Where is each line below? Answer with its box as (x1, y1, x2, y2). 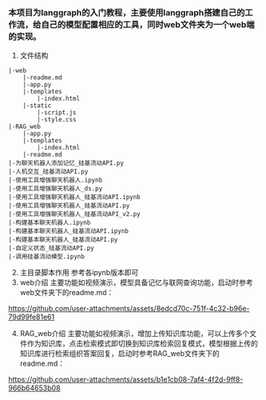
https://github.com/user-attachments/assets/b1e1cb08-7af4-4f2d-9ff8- (8, 374, 244, 385)
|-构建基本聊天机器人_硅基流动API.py (8, 236, 118, 244)
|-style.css (37, 116, 77, 124)
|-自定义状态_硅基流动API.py (8, 244, 94, 253)
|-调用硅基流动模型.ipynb (8, 253, 85, 261)
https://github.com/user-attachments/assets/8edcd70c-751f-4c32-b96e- (8, 304, 250, 314)
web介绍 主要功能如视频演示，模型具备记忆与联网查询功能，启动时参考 (19, 278, 253, 287)
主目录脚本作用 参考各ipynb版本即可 (19, 268, 139, 278)
